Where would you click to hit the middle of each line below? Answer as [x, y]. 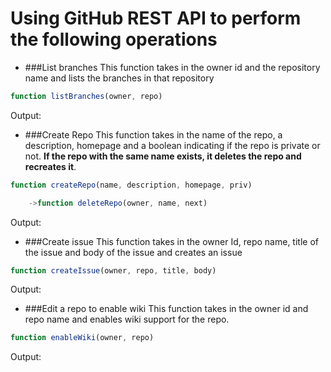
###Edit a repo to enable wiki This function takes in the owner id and [166, 309]
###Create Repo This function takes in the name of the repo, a [153, 134]
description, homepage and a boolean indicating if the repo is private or [172, 145]
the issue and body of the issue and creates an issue [133, 252]
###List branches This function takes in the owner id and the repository [172, 67]
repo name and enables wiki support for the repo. [127, 319]
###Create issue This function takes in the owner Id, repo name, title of [171, 241]
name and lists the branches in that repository [119, 78]
